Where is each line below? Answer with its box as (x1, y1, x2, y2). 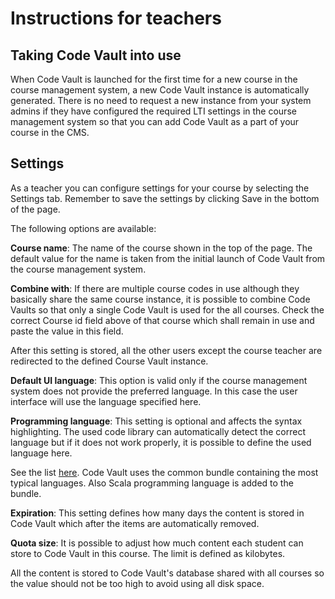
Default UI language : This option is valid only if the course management (10, 374, 308, 386)
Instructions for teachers (10, 7, 222, 30)
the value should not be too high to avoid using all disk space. (10, 577, 265, 589)
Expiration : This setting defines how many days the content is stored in (10, 507, 305, 519)
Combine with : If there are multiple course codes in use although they (10, 282, 300, 294)
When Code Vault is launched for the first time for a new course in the (10, 73, 298, 85)
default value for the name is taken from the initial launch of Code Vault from (10, 252, 326, 264)
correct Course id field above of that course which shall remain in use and (10, 314, 315, 326)
